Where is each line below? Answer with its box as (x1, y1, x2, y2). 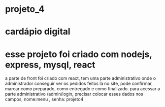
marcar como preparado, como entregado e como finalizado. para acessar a (5, 86, 160, 92)
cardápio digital (5, 26, 70, 37)
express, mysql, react (5, 59, 96, 70)
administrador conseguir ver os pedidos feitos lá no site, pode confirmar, (5, 80, 153, 87)
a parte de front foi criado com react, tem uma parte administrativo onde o (5, 75, 156, 81)
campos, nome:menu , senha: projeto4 (5, 96, 84, 102)
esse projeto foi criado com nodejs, (5, 48, 152, 60)
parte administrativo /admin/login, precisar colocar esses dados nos (5, 91, 144, 97)
